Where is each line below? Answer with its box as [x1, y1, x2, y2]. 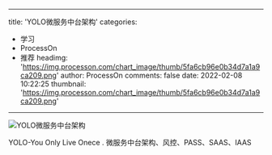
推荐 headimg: [19, 53, 69, 62]
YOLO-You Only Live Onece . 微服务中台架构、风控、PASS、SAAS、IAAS [8, 138, 253, 147]
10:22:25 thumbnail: [19, 79, 87, 89]
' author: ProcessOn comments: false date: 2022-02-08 [56, 70, 243, 80]
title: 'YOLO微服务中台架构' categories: [8, 17, 138, 27]
